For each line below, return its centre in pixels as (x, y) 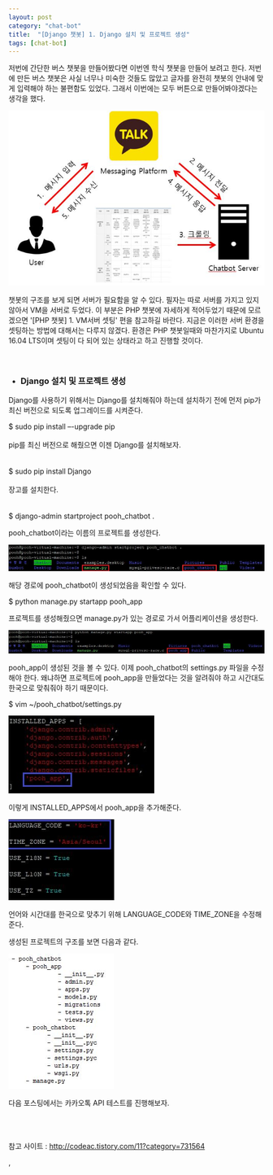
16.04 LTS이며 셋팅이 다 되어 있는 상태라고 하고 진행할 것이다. (106, 341)
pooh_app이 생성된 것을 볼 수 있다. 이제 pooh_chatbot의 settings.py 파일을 (129, 667)
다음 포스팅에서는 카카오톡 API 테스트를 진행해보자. (89, 1103)
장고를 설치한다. (34, 490)
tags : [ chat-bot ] (38, 43)
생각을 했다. (27, 98)
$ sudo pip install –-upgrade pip (62, 426)
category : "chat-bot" (45, 26)
